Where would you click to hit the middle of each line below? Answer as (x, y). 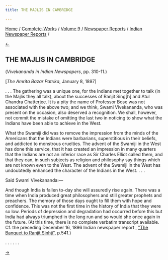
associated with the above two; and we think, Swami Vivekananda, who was (84, 107)
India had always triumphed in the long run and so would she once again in (83, 217)
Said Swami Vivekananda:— (34, 180)
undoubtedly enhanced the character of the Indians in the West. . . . (75, 171)
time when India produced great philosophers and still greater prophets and (83, 196)
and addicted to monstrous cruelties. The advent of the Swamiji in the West (83, 144)
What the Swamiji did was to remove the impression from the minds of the (82, 133)
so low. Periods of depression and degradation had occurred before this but (84, 212)
